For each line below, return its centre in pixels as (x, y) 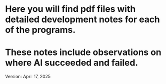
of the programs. (40, 30)
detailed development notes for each (83, 19)
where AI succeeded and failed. (72, 63)
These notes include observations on (83, 52)
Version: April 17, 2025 (28, 77)
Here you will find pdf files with (70, 9)
